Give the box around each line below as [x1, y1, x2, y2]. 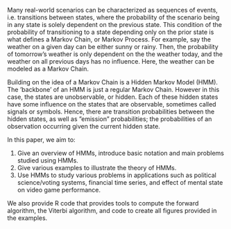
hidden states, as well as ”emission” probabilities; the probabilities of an [7, 115, 212, 123]
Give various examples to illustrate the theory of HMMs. [17, 164, 177, 172]
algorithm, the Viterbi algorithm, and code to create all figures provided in [7, 207, 217, 214]
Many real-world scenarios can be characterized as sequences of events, [7, 6, 219, 14]
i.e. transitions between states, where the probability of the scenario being [7, 13, 220, 21]
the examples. [7, 214, 48, 222]
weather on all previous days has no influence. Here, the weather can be [7, 57, 215, 65]
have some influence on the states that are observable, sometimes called [7, 100, 216, 108]
